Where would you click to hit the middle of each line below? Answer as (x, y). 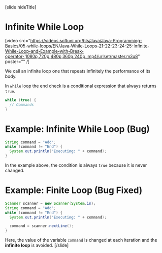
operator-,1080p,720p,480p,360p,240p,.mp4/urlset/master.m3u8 (72, 56)
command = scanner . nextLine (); (42, 226)
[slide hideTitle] (21, 7)
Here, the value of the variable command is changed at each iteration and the (81, 240)
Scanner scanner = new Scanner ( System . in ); (50, 203)
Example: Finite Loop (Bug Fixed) (74, 190)
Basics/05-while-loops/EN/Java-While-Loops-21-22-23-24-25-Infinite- (77, 46)
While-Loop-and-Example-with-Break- (45, 51)
